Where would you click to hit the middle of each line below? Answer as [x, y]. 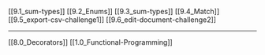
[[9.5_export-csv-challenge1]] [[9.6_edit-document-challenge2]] [112, 20]
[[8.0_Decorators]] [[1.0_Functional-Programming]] [91, 42]
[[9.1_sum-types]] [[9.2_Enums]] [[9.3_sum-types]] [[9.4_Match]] [114, 11]
